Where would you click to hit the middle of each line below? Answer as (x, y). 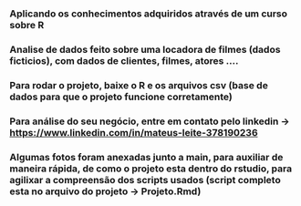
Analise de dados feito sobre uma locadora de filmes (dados (145, 49)
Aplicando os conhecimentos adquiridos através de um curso (149, 14)
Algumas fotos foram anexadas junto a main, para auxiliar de (146, 157)
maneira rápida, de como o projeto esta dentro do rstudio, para (151, 169)
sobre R (27, 25)
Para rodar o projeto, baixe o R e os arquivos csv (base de (139, 85)
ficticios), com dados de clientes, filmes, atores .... (124, 60)
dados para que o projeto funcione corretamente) (121, 97)
